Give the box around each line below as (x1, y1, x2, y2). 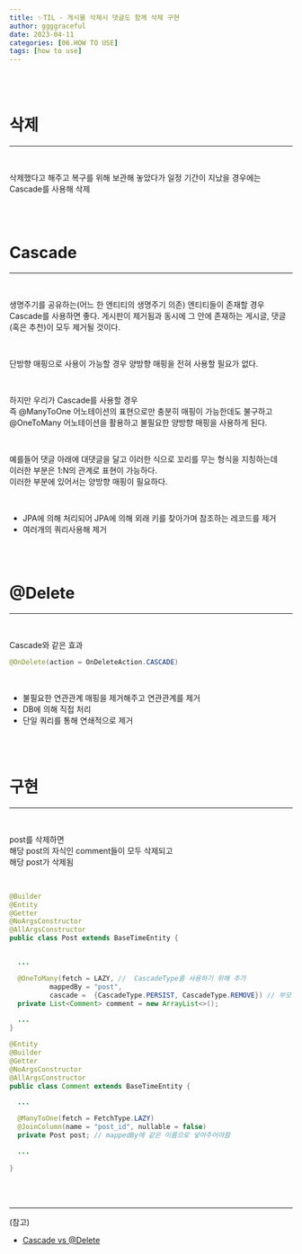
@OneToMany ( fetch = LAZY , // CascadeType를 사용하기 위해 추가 (17, 974, 246, 983)
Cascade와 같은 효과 (9, 639, 84, 650)
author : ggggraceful (9, 22, 87, 31)
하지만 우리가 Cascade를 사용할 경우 (9, 395, 138, 405)
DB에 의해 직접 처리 (22, 703, 92, 715)
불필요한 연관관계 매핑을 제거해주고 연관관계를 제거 (22, 692, 200, 703)
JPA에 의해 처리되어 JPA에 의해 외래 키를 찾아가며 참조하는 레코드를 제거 (22, 513, 277, 523)
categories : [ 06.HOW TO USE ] (9, 38, 119, 48)
